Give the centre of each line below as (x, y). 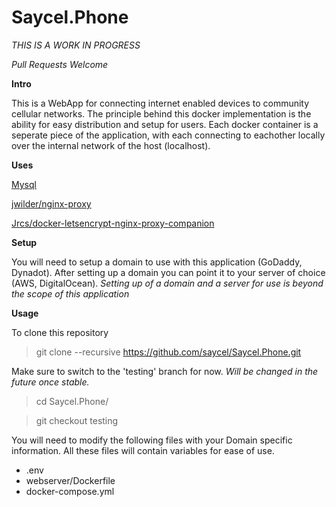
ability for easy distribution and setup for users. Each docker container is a (165, 124)
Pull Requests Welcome (60, 64)
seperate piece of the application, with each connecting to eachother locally (168, 135)
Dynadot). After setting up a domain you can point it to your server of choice (168, 272)
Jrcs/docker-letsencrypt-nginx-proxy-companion (113, 223)
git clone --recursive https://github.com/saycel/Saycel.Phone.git (168, 352)
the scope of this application (70, 293)
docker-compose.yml (70, 491)
